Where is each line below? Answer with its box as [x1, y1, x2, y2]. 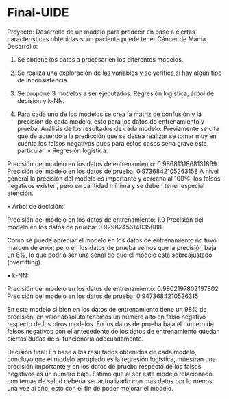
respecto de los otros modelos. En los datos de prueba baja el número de [7, 319, 215, 328]
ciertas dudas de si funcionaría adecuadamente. [7, 334, 144, 343]
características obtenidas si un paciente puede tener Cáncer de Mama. [7, 34, 208, 43]
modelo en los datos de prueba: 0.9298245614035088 [7, 223, 162, 231]
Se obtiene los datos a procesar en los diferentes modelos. [16, 55, 184, 63]
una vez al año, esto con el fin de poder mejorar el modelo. [7, 384, 173, 392]
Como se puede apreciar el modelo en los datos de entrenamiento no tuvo [7, 236, 217, 244]
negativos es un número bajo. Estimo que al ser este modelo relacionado [7, 369, 213, 378]
